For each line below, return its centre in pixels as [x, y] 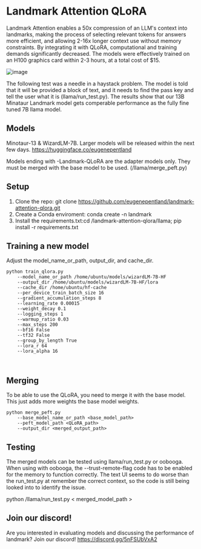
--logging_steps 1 [40, 314]
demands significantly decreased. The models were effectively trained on [98, 53]
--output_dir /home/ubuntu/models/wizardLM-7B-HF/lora [88, 282]
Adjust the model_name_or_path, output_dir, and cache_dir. [80, 261]
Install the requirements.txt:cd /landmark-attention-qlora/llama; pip [98, 221]
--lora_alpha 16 [38, 351]
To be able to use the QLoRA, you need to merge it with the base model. [96, 395]
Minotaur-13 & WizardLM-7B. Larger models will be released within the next [100, 143]
